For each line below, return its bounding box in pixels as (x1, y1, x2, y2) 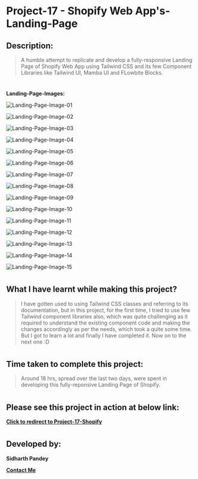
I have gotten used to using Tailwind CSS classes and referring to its (20, 300, 189, 307)
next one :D (20, 338, 49, 345)
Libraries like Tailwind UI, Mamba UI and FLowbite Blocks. (20, 69, 163, 76)
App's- (135, 4, 171, 18)
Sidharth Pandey (6, 455, 49, 462)
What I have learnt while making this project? (6, 285, 177, 295)
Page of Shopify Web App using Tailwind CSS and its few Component (20, 63, 192, 70)
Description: (6, 41, 54, 51)
